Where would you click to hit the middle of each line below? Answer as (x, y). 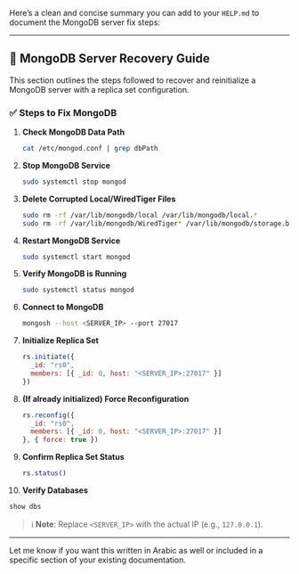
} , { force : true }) (60, 440)
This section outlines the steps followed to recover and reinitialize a (133, 80)
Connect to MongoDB (63, 307)
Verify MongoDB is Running (74, 274)
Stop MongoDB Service (66, 165)
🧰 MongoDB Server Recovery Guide (110, 58)
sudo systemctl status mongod (78, 290)
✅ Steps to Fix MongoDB (63, 112)
